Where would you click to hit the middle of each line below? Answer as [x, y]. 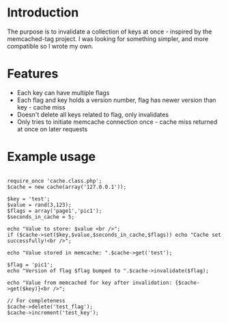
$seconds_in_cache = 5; [41, 217]
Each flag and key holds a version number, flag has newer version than [116, 100]
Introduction [43, 13]
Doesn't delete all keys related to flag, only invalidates [93, 114]
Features [33, 74]
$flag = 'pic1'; [30, 265]
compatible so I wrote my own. [50, 46]
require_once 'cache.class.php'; [55, 181]
